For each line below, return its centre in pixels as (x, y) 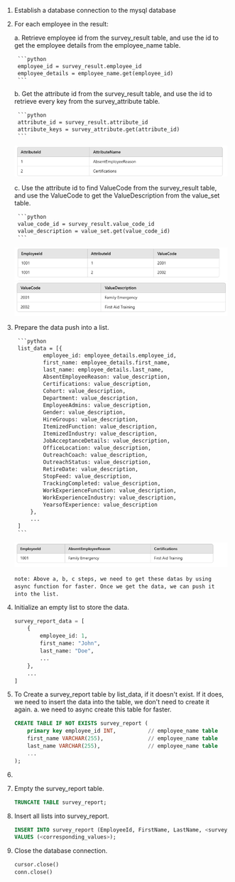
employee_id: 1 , (64, 636)
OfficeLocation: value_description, (97, 448)
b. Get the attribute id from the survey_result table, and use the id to (113, 94)
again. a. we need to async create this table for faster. (93, 709)
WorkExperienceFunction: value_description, (110, 491)
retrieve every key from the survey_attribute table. (87, 101)
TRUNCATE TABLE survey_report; (60, 802)
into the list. (37, 594)
